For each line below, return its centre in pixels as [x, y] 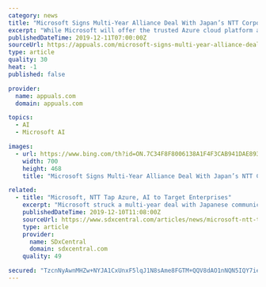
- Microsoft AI [40, 132]
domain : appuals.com [49, 104]
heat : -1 [23, 67]
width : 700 [40, 161]
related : [23, 191]
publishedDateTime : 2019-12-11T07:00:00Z [78, 38]
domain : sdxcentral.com [68, 249]
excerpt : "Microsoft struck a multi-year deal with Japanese [125, 205]
